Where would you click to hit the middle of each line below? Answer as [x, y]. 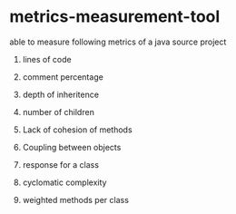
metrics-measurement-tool [115, 17]
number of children [59, 112]
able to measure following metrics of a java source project [118, 42]
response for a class [61, 164]
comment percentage [63, 77]
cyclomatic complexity [64, 182]
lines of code [47, 59]
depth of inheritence [61, 94]
